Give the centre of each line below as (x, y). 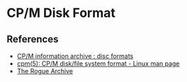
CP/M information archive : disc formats (75, 56)
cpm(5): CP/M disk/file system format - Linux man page (98, 64)
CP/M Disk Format (61, 13)
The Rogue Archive (45, 71)
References (33, 39)
